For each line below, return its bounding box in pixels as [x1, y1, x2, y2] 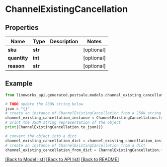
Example [5, 80, 33, 88]
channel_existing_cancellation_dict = [5, 138, 85, 143]
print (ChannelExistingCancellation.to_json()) [5, 125, 103, 130]
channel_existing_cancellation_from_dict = [5, 148, 97, 153]
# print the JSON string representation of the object [5, 120, 121, 125]
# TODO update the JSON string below [5, 101, 83, 106]
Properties [5, 23, 39, 32]
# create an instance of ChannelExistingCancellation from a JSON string [5, 111, 162, 116]
